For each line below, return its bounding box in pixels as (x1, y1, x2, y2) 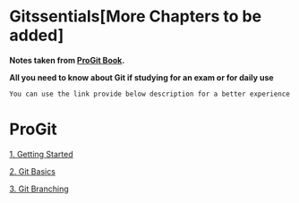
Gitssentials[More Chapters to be (9, 6, 262, 27)
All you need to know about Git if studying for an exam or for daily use (9, 72, 275, 82)
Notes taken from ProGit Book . (9, 55, 125, 65)
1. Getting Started (9, 148, 73, 159)
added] (9, 25, 64, 46)
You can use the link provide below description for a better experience (9, 89, 291, 98)
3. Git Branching (9, 183, 69, 194)
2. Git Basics (9, 165, 56, 176)
